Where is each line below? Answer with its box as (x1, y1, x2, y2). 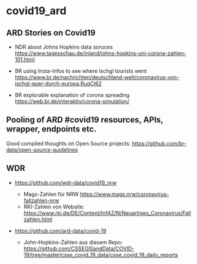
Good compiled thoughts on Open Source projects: (6, 140, 131, 147)
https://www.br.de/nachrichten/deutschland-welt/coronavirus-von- (14, 74, 180, 81)
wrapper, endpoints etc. (6, 124, 97, 134)
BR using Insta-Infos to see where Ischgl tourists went (14, 67, 147, 75)
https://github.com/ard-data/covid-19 (14, 227, 107, 234)
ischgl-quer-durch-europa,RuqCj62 (14, 80, 102, 87)
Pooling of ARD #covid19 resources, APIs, (6, 115, 163, 125)
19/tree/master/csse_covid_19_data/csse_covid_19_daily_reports (23, 251, 178, 258)
